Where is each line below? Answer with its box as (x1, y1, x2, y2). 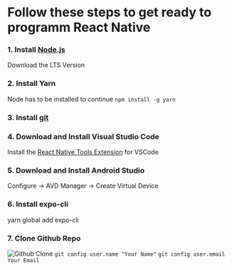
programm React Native (7, 19, 151, 36)
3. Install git (7, 112, 49, 122)
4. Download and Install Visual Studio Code (7, 131, 160, 141)
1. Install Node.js (7, 45, 65, 55)
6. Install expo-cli (7, 200, 69, 210)
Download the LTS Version (7, 61, 85, 70)
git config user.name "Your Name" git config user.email (54, 250, 226, 258)
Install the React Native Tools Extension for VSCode (7, 148, 159, 156)
